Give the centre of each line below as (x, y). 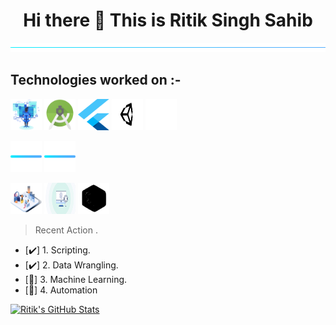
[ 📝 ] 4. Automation (61, 290)
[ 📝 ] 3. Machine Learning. (76, 279)
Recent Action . (66, 230)
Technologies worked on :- (96, 80)
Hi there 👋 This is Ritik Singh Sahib (168, 20)
